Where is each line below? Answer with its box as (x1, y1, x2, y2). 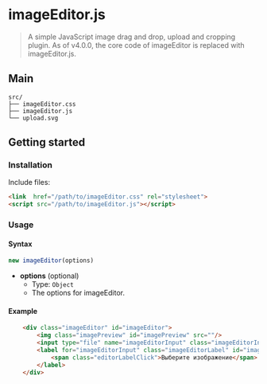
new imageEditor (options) (8, 257, 94, 264)
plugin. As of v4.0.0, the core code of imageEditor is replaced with (27, 40, 245, 49)
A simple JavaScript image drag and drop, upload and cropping (27, 32, 236, 41)
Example (8, 306, 38, 315)
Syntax (8, 239, 33, 249)
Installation (8, 159, 53, 170)
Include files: (8, 178, 50, 187)
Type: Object (31, 280, 74, 289)
